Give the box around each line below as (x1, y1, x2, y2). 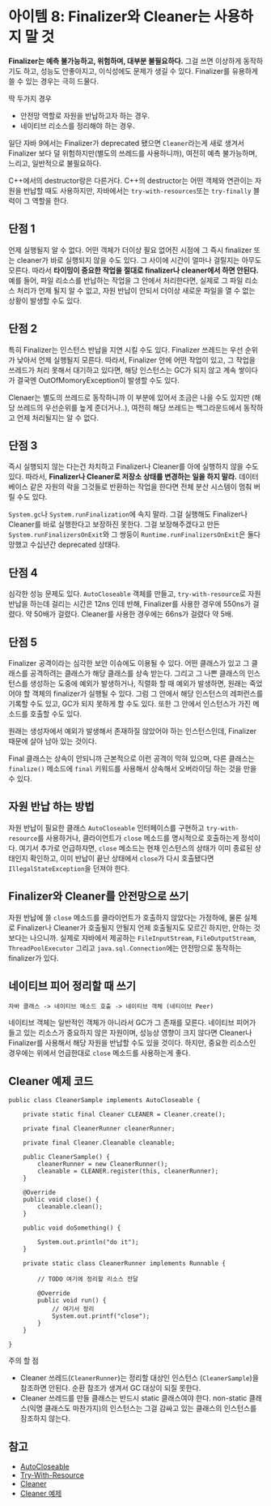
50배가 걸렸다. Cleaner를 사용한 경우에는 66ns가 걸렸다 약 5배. (33, 609, 234, 619)
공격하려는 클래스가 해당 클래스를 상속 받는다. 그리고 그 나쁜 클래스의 (29, 668, 246, 678)
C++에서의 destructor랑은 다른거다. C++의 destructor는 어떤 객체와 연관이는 (8, 175, 253, 185)
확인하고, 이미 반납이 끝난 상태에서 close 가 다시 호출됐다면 (29, 853, 214, 863)
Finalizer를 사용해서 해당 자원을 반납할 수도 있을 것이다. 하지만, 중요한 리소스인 (8, 1038, 256, 1048)
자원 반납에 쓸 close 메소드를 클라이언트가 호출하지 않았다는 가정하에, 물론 (8, 912, 243, 922)
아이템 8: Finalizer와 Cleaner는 (8, 7, 211, 26)
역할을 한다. (32, 195, 69, 205)
